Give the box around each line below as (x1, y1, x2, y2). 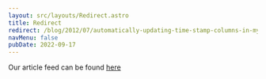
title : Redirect (8, 19, 62, 27)
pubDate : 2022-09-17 (8, 41, 77, 49)
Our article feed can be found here (8, 62, 121, 72)
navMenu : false (8, 33, 59, 42)
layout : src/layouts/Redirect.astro (8, 11, 129, 20)
